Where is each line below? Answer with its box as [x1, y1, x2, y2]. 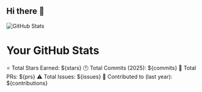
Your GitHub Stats [6, 44, 100, 57]
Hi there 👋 [6, 6, 45, 16]
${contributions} [6, 79, 48, 87]
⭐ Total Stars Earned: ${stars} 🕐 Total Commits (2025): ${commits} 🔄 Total [6, 64, 196, 71]
